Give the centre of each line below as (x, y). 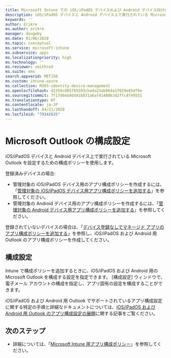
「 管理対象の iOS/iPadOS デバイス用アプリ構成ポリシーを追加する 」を (86, 190)
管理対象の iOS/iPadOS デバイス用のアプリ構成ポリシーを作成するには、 (88, 184)
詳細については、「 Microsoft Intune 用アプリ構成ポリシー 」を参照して (85, 344)
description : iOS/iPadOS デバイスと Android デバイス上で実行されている (77, 15)
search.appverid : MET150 (32, 76)
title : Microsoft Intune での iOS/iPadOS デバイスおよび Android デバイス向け (85, 10)
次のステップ (25, 331)
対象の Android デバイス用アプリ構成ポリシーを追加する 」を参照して (89, 210)
